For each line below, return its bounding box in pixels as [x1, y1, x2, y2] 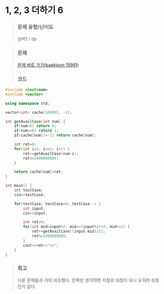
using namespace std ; [5, 101, 50, 106]
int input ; [23, 206, 46, 211]
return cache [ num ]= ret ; [14, 169, 64, 175]
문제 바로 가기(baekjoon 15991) [17, 62, 80, 68]
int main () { [5, 183, 32, 188]
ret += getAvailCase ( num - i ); [23, 151, 79, 156]
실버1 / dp [17, 36, 37, 42]
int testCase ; [14, 188, 43, 193]
